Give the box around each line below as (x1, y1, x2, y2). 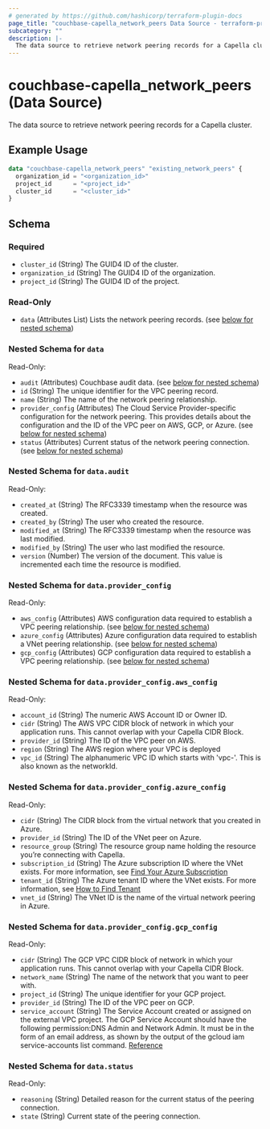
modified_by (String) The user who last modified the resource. (19, 542, 225, 552)
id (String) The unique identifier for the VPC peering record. (19, 385, 219, 395)
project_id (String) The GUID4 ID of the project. (19, 276, 180, 286)
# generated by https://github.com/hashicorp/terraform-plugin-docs (8, 11, 243, 20)
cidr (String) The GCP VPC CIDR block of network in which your (19, 955, 233, 965)
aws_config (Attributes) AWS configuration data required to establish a (19, 613, 252, 624)
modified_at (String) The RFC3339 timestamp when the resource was (19, 525, 252, 535)
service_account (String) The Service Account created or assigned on (19, 1007, 252, 1016)
